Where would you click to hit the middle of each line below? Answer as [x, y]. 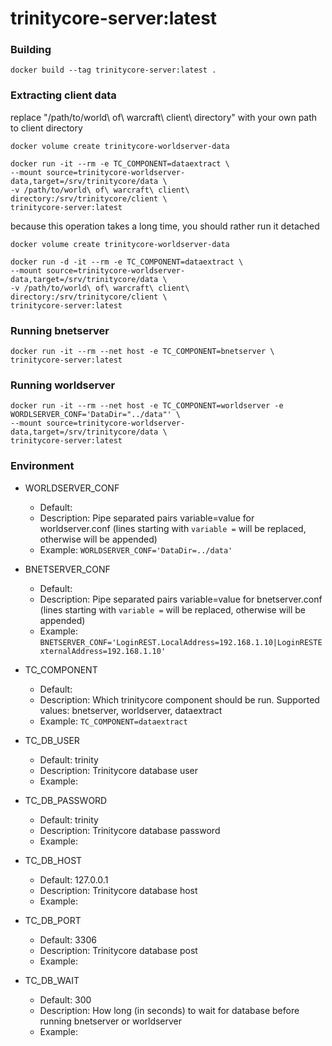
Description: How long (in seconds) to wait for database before [169, 1010]
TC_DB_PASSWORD [66, 800]
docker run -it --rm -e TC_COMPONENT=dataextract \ [120, 163]
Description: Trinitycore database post [118, 950]
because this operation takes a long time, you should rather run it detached [165, 226]
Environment [42, 466]
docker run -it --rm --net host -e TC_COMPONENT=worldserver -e [147, 406]
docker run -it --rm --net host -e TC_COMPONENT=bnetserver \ [142, 352]
